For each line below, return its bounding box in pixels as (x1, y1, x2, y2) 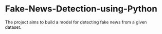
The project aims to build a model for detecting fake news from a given (5, 19, 147, 25)
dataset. (5, 24, 22, 30)
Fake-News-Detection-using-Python (5, 3, 158, 14)
